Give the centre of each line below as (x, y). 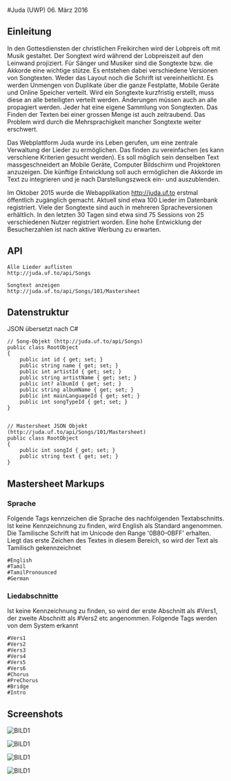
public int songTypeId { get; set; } (74, 402)
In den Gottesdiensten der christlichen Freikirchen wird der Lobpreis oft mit (114, 48)
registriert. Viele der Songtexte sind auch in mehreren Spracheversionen (110, 207)
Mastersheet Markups (56, 483)
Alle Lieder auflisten (40, 267)
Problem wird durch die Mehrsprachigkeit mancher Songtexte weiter (104, 122)
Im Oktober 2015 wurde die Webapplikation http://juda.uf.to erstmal (103, 192)
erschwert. (22, 129)
